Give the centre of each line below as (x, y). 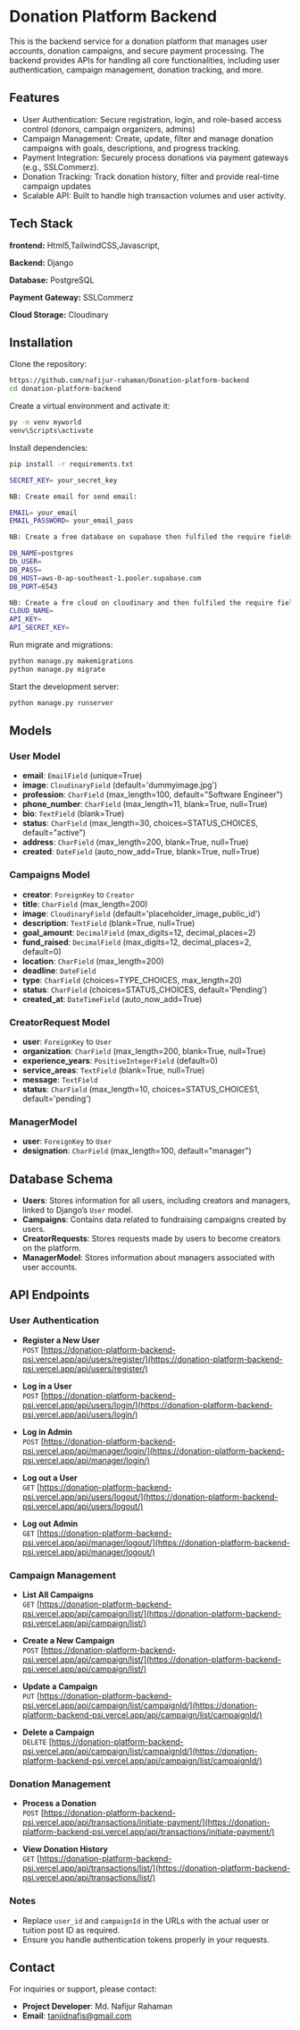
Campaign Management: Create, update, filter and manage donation (148, 138)
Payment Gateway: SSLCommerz (71, 297)
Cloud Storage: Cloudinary (59, 314)
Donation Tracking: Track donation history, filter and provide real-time (150, 176)
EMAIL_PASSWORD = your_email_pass (71, 521)
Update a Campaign (60, 1686)
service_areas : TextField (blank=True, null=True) (113, 1070)
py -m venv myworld (46, 422)
